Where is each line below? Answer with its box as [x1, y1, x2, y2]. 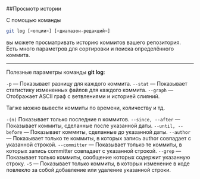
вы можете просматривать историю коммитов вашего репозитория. [6, 39, 182, 46]
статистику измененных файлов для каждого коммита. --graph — [6, 86, 174, 93]
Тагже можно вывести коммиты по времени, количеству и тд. [6, 104, 165, 111]
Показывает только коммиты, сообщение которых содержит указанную [6, 153, 190, 161]
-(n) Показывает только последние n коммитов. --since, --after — [6, 115, 180, 123]
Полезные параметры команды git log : [6, 68, 105, 76]
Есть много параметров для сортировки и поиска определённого [6, 45, 174, 52]
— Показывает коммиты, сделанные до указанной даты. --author [23, 128, 191, 136]
